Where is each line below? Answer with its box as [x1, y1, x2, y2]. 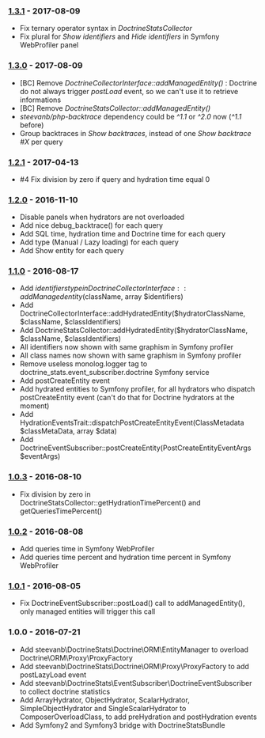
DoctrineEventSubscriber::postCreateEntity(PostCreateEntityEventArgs [19, 443, 252, 452]
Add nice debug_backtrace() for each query [19, 221, 164, 230]
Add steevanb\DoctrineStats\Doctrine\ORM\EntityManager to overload [19, 645, 249, 654]
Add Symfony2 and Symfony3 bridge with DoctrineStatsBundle [19, 720, 225, 729]
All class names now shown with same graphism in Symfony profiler [19, 350, 242, 361]
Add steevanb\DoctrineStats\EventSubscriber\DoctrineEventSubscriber [19, 678, 252, 687]
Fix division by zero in [19, 489, 91, 499]
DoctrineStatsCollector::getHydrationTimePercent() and [19, 498, 201, 507]
